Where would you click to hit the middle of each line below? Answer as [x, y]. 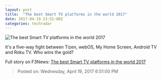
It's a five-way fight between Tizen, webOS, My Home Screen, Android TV [81, 47]
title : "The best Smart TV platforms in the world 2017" [66, 14]
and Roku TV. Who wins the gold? [39, 52]
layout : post [19, 10]
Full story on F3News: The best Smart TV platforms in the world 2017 [76, 62]
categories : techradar [28, 23]
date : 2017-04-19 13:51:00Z [34, 19]
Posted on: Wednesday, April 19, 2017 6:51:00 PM [68, 72]
